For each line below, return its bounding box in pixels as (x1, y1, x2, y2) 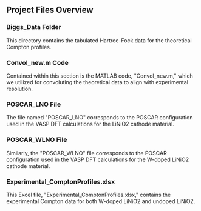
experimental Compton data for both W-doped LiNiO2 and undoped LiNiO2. (6, 197, 196, 205)
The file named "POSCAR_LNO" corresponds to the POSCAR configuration (6, 114, 193, 121)
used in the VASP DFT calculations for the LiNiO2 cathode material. (6, 121, 174, 128)
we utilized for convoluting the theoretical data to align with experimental (6, 78, 189, 85)
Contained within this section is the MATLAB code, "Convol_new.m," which (6, 72, 193, 79)
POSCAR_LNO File (6, 100, 61, 109)
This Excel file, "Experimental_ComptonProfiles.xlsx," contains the (6, 191, 171, 198)
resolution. (6, 85, 33, 92)
